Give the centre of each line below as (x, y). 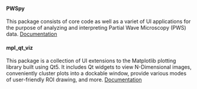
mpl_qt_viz (20, 47)
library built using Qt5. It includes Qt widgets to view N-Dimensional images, (99, 67)
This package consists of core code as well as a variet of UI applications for (98, 21)
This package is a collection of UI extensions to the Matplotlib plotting (91, 61)
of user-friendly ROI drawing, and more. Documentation (74, 80)
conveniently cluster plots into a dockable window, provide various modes (96, 74)
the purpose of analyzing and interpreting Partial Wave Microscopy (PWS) (96, 28)
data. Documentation (32, 34)
